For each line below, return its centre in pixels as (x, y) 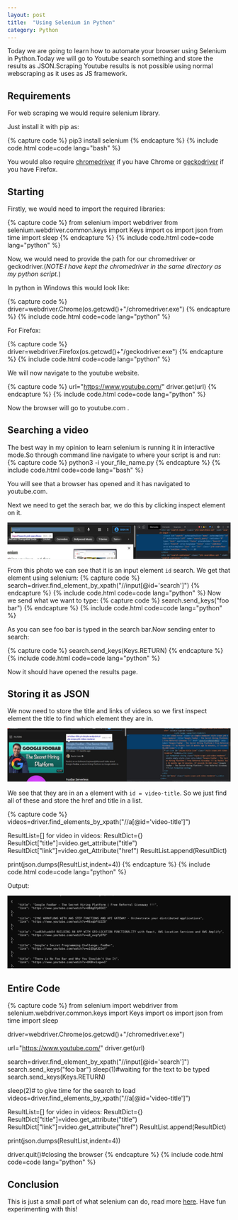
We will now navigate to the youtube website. (73, 373)
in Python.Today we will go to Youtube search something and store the (110, 59)
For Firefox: (24, 330)
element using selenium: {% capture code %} (74, 578)
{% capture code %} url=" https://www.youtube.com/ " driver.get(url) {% (112, 386)
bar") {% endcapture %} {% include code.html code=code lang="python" (115, 608)
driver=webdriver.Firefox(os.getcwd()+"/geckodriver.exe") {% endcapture (115, 352)
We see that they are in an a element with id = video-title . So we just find (117, 793)
